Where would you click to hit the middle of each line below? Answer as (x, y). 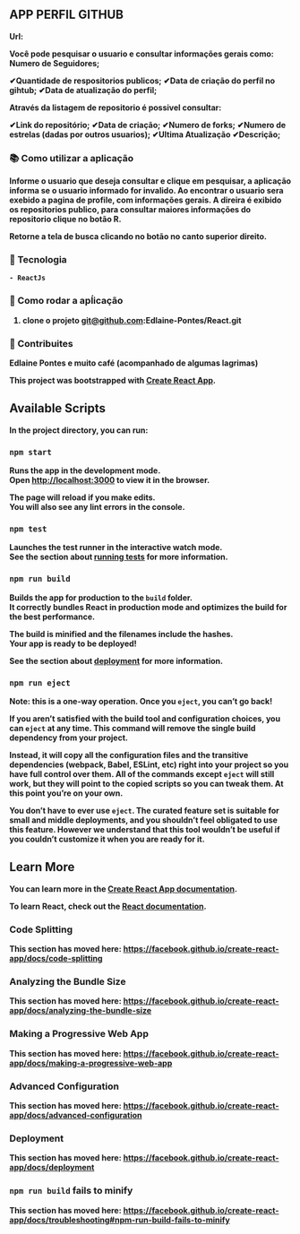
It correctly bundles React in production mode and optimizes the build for (148, 607)
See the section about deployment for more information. (116, 660)
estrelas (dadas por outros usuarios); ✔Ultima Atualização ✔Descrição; (145, 134)
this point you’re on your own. (66, 793)
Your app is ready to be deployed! (73, 643)
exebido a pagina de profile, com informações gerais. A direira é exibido (146, 200)
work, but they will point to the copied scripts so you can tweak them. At (146, 784)
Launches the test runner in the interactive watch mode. (116, 548)
